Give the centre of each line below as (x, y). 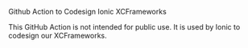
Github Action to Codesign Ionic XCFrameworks (87, 12)
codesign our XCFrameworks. (58, 36)
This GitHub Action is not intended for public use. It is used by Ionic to (124, 27)
